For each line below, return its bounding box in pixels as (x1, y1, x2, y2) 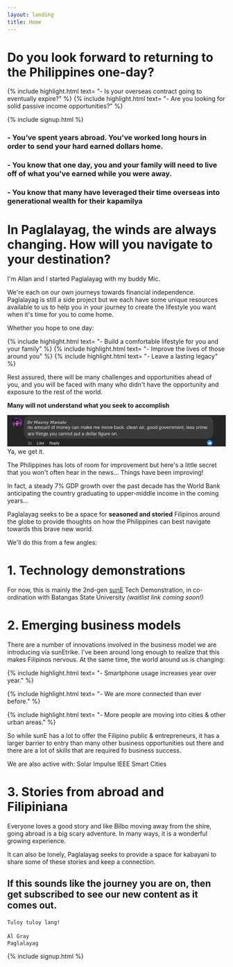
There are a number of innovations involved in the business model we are (7, 640, 217, 649)
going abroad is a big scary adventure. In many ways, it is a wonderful (7, 829, 208, 838)
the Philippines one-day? (7, 64, 155, 80)
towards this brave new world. (7, 525, 94, 533)
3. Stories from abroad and (7, 784, 164, 800)
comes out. (7, 899, 58, 911)
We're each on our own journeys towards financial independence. (7, 288, 196, 297)
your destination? (7, 251, 111, 267)
